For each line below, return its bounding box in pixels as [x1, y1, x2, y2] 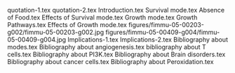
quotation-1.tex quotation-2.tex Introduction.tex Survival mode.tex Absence [7, 6, 225, 14]
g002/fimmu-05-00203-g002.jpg [7, 28, 105, 36]
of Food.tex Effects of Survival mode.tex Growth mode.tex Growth [7, 13, 198, 22]
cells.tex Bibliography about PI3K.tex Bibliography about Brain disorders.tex [7, 50, 226, 58]
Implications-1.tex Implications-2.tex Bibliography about [67, 35, 228, 44]
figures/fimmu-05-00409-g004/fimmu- [105, 28, 220, 36]
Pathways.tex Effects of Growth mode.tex [7, 21, 128, 29]
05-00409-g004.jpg [7, 35, 67, 44]
